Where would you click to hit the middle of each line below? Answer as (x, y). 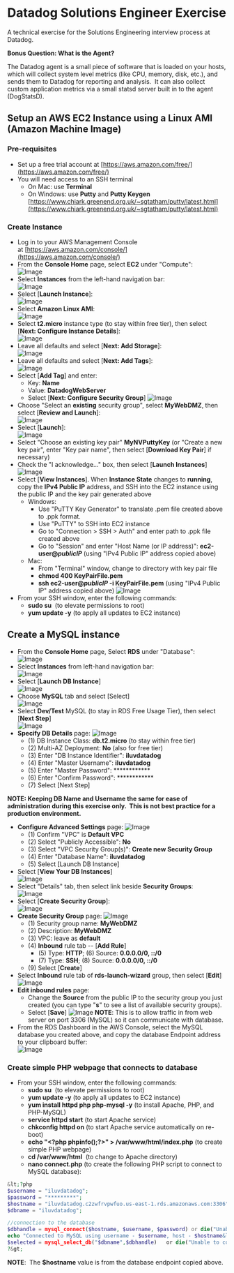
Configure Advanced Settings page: (70, 827)
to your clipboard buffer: (52, 1042)
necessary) (33, 457)
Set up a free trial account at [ (60, 164)
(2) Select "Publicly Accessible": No (79, 842)
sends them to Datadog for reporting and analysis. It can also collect (106, 81)
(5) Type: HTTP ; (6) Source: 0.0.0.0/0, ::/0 (100, 953)
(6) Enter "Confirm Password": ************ (91, 777)
